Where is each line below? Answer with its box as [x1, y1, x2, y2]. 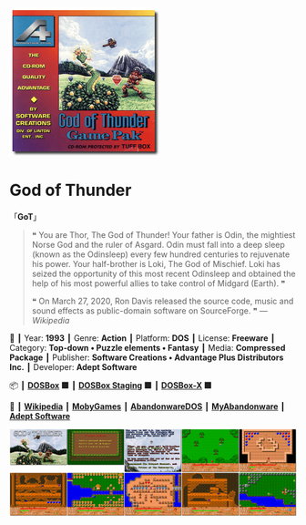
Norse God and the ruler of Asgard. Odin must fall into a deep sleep [31, 239, 285, 250]
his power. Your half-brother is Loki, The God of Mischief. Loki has [31, 258, 280, 269]
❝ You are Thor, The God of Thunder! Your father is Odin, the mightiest [31, 229, 296, 240]
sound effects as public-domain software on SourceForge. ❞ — [31, 304, 269, 316]
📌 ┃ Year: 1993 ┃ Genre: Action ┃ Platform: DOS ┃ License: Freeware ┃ [9, 332, 276, 344]
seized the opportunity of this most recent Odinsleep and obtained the [31, 268, 296, 279]
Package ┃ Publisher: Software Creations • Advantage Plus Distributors [9, 352, 284, 363]
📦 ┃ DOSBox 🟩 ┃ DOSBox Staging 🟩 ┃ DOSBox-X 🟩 [9, 379, 212, 390]
